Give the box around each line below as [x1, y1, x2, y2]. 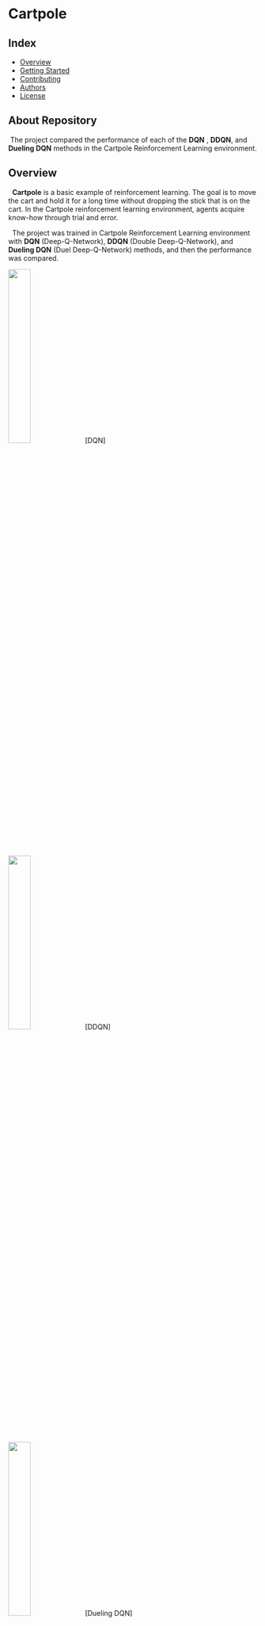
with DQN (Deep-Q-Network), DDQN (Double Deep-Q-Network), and [8, 236, 233, 246]
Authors [19, 82, 46, 92]
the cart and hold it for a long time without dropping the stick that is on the [8, 196, 251, 205]
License [19, 91, 46, 100]
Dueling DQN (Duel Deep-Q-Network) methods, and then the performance [8, 245, 252, 254]
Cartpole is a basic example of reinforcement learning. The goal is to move [11, 187, 257, 197]
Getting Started [19, 66, 70, 75]
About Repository [8, 114, 97, 128]
